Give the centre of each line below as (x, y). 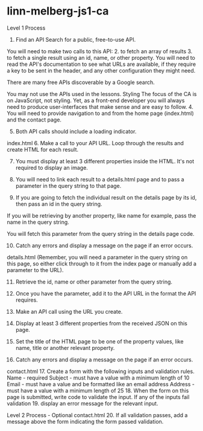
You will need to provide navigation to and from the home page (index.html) (101, 113)
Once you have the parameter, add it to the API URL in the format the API (106, 293)
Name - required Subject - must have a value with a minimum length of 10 (98, 378)
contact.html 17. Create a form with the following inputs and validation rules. (101, 371)
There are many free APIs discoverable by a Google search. (81, 82)
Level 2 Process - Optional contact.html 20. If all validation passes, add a (97, 415)
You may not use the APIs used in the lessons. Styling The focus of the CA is (102, 94)
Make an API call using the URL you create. (69, 311)
